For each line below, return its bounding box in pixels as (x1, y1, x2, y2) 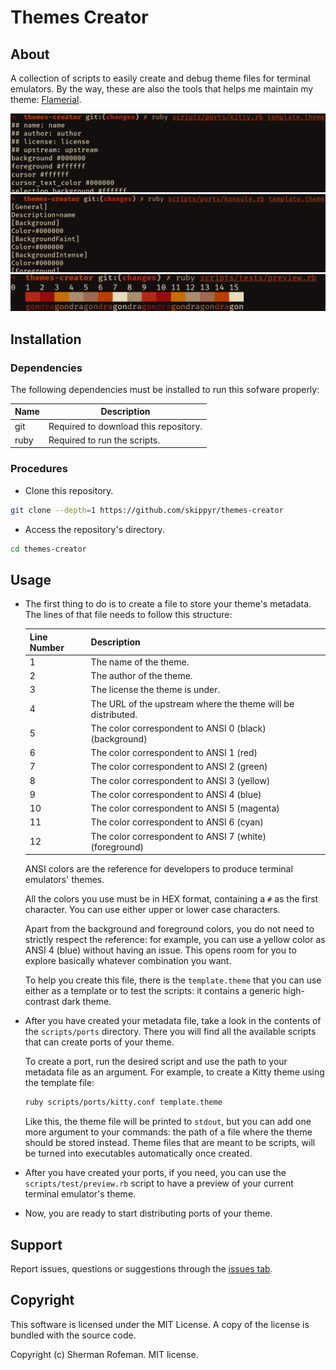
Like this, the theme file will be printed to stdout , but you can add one (24, 1116, 312, 1128)
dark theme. (61, 996, 112, 1008)
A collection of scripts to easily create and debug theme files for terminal (10, 72, 311, 84)
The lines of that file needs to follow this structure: (24, 609, 233, 621)
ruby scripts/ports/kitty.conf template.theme (24, 1097, 223, 1108)
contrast (24, 996, 60, 1008)
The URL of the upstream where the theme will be (90, 697, 295, 710)
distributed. (90, 708, 138, 720)
